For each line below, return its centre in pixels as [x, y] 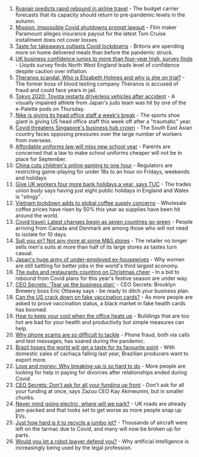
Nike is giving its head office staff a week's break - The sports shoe [97, 115]
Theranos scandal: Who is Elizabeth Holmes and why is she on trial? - [100, 77]
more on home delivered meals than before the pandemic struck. [94, 52]
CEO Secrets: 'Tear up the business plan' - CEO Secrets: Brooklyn [95, 285]
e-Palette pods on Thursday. [50, 109]
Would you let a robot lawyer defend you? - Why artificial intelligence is [102, 441]
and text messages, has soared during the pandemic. [80, 341]
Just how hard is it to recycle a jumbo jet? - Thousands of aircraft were [101, 422]
